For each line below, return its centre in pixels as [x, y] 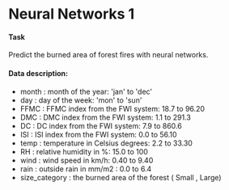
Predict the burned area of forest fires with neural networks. [108, 55]
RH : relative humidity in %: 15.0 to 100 [84, 151]
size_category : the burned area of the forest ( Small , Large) [121, 177]
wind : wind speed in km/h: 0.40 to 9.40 [87, 160]
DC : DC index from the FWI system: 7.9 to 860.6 [101, 125]
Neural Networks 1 [72, 14]
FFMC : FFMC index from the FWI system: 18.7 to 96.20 [112, 108]
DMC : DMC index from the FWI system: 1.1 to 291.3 [106, 117]
